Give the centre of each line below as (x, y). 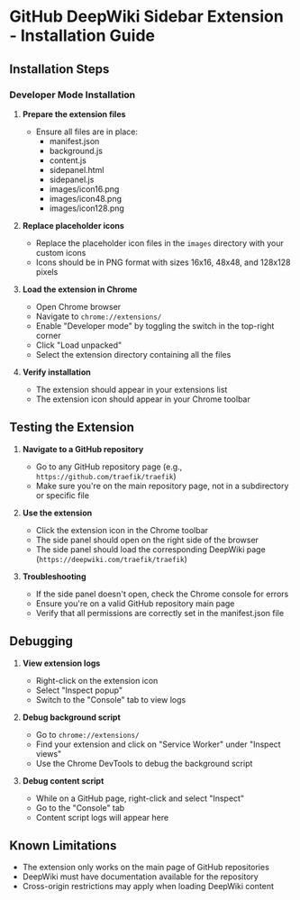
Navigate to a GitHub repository (83, 449)
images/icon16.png (84, 189)
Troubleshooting (55, 576)
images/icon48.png (85, 198)
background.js (76, 150)
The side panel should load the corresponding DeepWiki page (150, 549)
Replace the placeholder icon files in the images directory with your (159, 243)
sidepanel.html (77, 169)
